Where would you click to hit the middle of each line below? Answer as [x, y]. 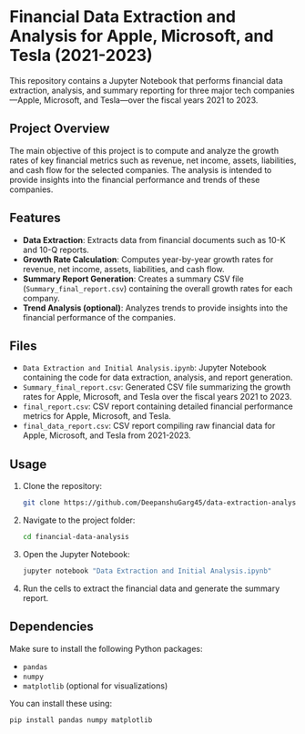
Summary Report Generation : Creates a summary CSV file [133, 279]
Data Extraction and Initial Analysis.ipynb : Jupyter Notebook [144, 368]
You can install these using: [61, 703]
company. [41, 298]
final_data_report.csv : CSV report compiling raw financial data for [149, 426]
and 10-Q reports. [56, 250]
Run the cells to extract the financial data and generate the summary [151, 588]
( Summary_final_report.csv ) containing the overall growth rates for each [158, 288]
